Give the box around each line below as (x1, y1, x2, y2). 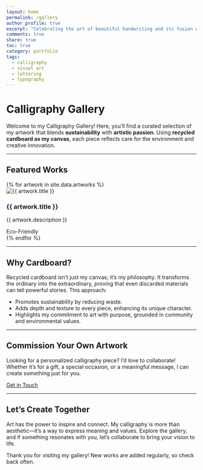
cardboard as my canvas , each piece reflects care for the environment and (6, 135, 195, 143)
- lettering (11, 71, 42, 77)
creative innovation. (6, 142, 56, 149)
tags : (6, 54, 20, 60)
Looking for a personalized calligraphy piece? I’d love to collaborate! (6, 356, 176, 364)
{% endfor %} (6, 234, 41, 242)
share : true (6, 37, 36, 43)
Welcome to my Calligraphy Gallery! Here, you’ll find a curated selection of (6, 122, 192, 130)
